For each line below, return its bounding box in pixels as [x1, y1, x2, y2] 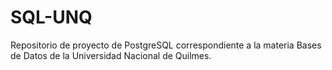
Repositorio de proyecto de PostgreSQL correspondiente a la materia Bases [10, 39, 322, 51]
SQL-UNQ [10, 6, 93, 29]
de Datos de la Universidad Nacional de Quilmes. [10, 49, 212, 61]
